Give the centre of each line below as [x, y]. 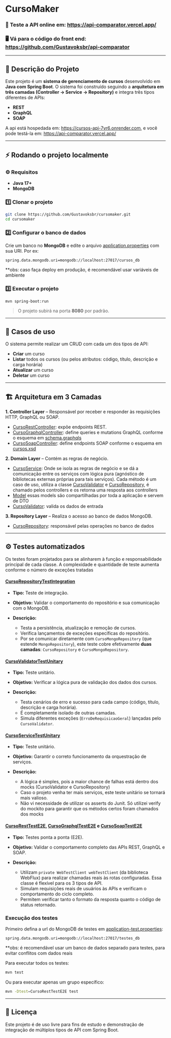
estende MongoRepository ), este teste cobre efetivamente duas [86, 644]
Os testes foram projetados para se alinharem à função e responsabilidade [83, 559]
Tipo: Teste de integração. [40, 593]
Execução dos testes [32, 918]
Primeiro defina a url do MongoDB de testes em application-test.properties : [84, 929]
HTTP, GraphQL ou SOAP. [32, 417]
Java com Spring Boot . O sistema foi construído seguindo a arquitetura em [84, 87]
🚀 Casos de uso [30, 332]
